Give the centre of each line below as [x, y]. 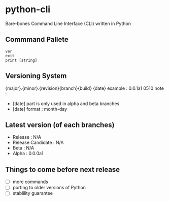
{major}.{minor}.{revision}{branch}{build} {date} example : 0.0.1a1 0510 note [84, 88]
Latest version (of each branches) [60, 125]
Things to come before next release [63, 169]
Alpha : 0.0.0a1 [28, 154]
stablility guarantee [33, 193]
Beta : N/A [23, 148]
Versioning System [36, 76]
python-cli [28, 9]
